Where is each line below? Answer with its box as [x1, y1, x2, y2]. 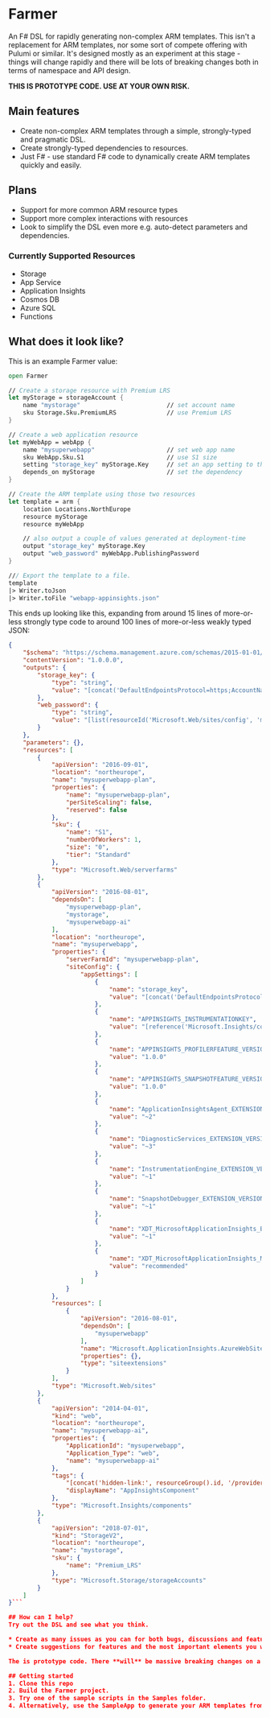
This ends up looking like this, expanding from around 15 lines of [8, 608, 222, 618]
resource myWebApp [22, 520, 84, 528]
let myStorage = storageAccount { [8, 393, 125, 402]
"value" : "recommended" [108, 1263, 189, 1271]
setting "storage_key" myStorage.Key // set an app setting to [22, 460, 253, 469]
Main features [8, 105, 80, 118]
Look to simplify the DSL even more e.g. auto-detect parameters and [19, 222, 247, 232]
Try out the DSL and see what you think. [8, 1621, 149, 1629]
